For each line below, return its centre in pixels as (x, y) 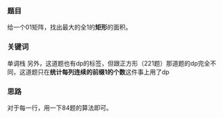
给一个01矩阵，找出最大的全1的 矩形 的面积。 (69, 27)
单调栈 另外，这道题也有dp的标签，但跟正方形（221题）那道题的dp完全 (109, 63)
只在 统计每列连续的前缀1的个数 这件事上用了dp (104, 72)
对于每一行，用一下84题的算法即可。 (60, 108)
